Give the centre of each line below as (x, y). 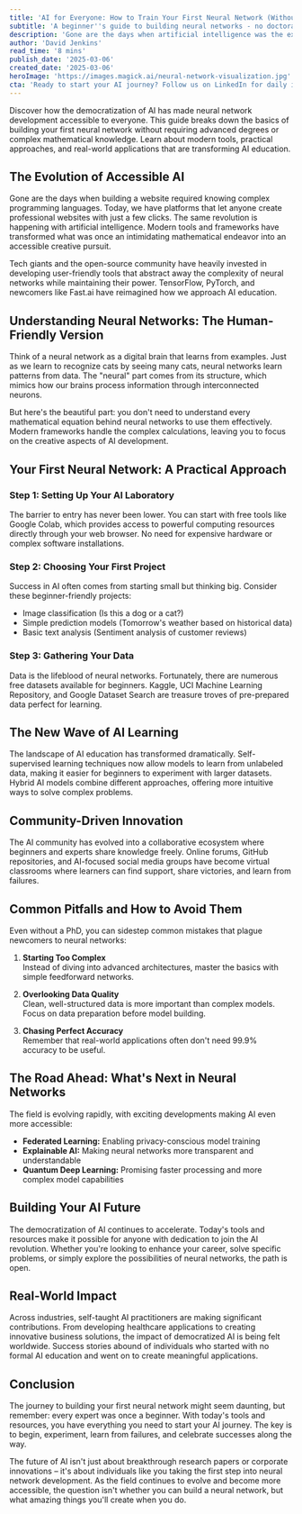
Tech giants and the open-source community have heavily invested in (138, 264)
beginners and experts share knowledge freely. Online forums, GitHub (139, 852)
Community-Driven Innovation (97, 820)
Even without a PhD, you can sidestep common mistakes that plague (136, 930)
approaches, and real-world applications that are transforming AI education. (150, 149)
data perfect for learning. (56, 704)
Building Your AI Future (75, 1208)
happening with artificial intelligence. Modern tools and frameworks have (144, 227)
